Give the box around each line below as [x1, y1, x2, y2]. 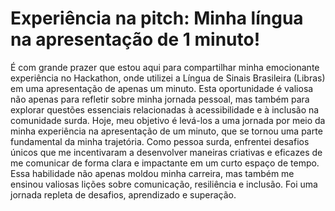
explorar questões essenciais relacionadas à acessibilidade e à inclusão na [10, 103, 320, 116]
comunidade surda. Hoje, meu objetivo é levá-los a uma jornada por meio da [10, 114, 326, 126]
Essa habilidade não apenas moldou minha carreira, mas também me [10, 167, 295, 179]
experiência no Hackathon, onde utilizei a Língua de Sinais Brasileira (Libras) [10, 72, 326, 84]
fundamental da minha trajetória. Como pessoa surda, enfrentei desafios [10, 135, 310, 147]
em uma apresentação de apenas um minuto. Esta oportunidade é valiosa [10, 82, 314, 94]
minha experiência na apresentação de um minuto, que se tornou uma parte [10, 125, 323, 137]
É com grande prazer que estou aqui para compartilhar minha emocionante [10, 61, 320, 73]
